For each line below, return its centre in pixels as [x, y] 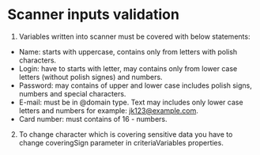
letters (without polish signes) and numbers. [90, 77]
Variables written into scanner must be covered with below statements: [134, 36]
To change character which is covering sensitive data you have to [126, 134]
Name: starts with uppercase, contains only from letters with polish [128, 51]
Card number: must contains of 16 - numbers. [93, 119]
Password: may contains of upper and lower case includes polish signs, [135, 85]
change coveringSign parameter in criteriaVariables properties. [121, 142]
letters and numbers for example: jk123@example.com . [108, 110]
